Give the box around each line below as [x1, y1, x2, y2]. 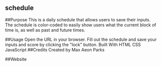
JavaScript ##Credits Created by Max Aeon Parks [5, 47, 105, 52]
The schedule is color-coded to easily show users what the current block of [5, 22, 157, 28]
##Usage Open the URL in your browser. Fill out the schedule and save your [5, 36, 157, 42]
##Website [5, 56, 27, 62]
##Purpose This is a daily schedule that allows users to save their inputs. [5, 16, 151, 22]
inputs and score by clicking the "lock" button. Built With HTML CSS [5, 41, 141, 48]
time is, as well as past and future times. [5, 27, 85, 33]
